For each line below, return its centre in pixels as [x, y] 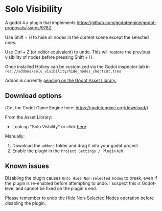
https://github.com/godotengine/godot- [116, 23]
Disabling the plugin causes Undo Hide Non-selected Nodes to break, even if [81, 178]
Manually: [15, 136]
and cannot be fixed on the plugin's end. [56, 188]
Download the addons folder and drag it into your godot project [75, 145]
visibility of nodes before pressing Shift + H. [49, 57]
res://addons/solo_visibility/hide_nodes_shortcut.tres [63, 71]
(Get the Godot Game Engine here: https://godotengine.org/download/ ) [77, 107]
